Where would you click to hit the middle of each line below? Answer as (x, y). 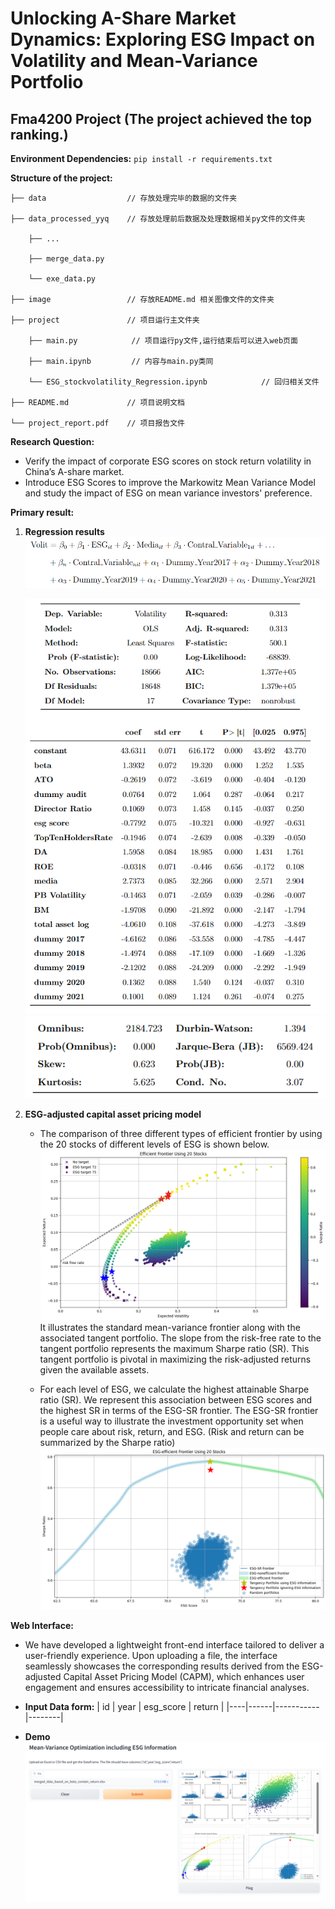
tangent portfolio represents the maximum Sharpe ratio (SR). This (174, 1348)
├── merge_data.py (66, 259)
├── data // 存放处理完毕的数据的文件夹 (124, 198)
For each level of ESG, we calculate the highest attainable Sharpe (174, 1389)
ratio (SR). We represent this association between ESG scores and (176, 1399)
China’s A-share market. (74, 471)
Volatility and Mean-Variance (134, 61)
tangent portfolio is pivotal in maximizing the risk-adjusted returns (175, 1359)
